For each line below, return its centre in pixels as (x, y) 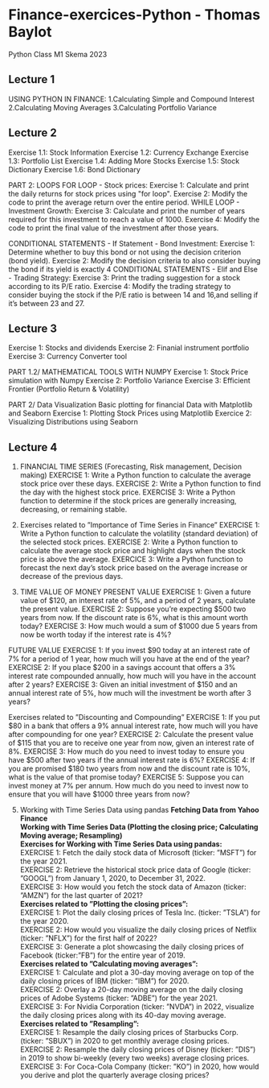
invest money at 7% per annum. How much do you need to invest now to (128, 786)
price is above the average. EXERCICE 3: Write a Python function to (131, 559)
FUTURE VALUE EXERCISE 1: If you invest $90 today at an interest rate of (129, 651)
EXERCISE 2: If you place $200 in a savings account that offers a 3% (122, 668)
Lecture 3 (33, 328)
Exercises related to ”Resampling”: (79, 1024)
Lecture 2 (33, 133)
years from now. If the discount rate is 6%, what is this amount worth (134, 618)
